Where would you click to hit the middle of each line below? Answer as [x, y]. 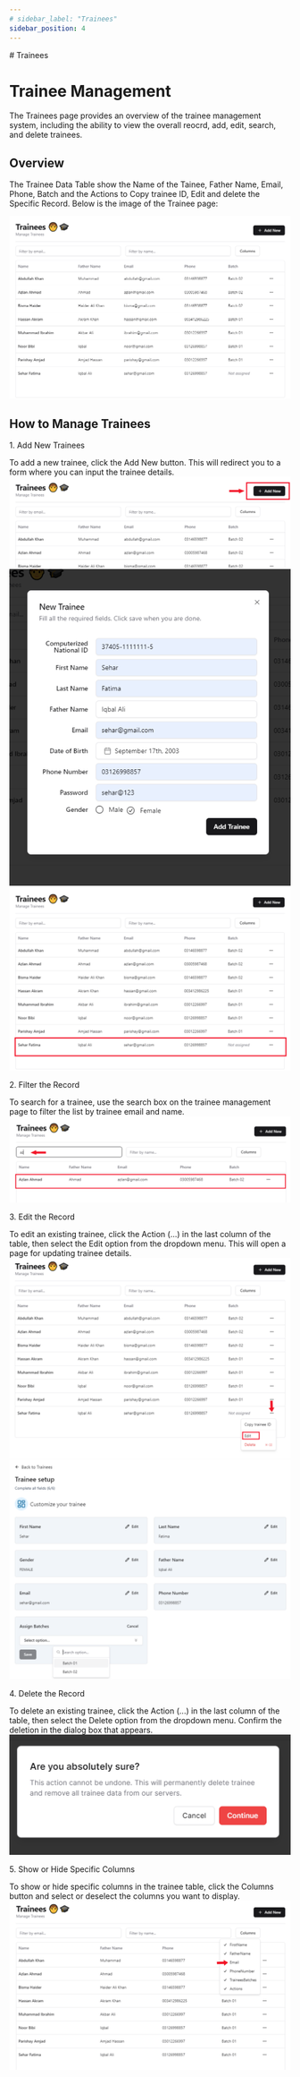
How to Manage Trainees [80, 424]
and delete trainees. [46, 135]
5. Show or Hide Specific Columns [72, 1869]
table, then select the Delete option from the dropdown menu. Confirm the [146, 1721]
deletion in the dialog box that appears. [81, 1730]
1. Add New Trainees [47, 445]
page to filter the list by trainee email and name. [97, 1111]
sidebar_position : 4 [48, 28]
